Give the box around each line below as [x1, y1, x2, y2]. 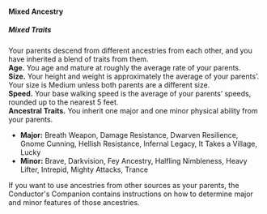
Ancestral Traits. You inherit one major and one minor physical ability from [8, 105, 258, 115]
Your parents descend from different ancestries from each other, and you [8, 45, 252, 55]
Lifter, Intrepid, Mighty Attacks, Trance [19, 165, 148, 174]
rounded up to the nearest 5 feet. [8, 97, 119, 107]
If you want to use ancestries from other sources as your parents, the [8, 180, 239, 190]
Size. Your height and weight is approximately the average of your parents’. [8, 71, 260, 81]
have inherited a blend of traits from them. [8, 53, 149, 64]
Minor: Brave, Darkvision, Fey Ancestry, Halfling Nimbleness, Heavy [19, 156, 248, 165]
